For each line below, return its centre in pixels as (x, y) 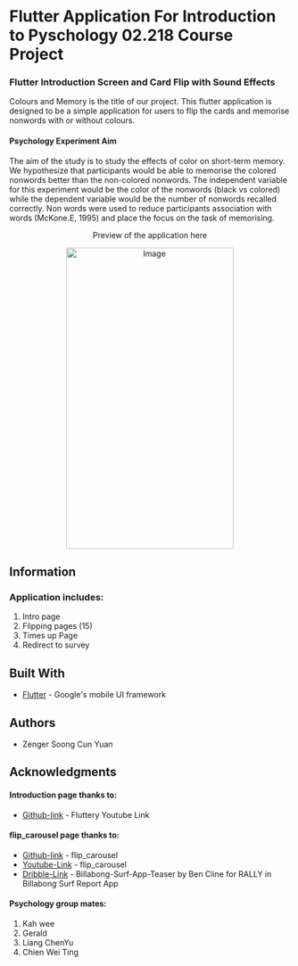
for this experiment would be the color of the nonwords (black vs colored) (145, 189)
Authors (33, 723)
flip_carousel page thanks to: (64, 835)
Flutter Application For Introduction (143, 17)
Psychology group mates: (58, 904)
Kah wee (38, 924)
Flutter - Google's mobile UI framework (94, 695)
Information (43, 572)
